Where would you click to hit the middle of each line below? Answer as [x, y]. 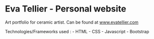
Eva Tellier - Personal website [66, 9]
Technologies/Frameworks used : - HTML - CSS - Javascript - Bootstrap [77, 31]
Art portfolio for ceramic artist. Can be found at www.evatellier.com [72, 22]
